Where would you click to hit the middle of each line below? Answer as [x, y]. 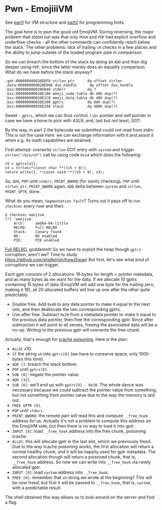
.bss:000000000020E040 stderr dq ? [51, 89]
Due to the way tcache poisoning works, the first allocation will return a [83, 446]
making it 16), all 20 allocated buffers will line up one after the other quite [78, 289]
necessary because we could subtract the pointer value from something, [84, 390]
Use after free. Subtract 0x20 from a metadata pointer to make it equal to [84, 314]
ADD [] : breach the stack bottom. [45, 364]
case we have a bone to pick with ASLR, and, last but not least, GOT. [73, 120]
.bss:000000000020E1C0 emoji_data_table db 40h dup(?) [61, 98]
